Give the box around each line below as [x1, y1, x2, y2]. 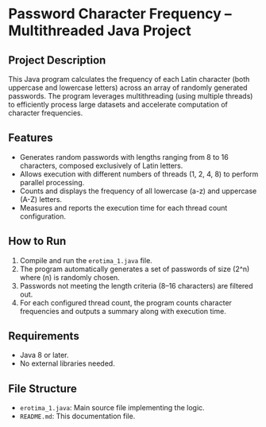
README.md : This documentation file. [19, 411, 136, 421]
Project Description [8, 53, 106, 67]
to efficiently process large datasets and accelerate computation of [8, 100, 228, 109]
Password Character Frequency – [8, 5, 232, 23]
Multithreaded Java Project [8, 21, 192, 40]
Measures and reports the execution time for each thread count [19, 203, 228, 212]
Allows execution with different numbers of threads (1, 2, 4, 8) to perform [19, 169, 259, 179]
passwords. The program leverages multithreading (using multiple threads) [8, 91, 253, 100]
